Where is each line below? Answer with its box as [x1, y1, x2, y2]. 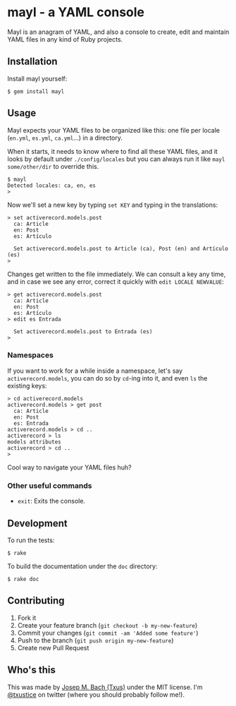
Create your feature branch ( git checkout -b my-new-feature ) [17, 621, 198, 629]
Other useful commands [7, 481, 92, 491]
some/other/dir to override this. [7, 162, 99, 170]
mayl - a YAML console [7, 4, 145, 20]
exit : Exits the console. [17, 497, 86, 505]
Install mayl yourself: [7, 74, 68, 83]
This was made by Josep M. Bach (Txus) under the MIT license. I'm [7, 683, 203, 691]
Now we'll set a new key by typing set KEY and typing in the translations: [7, 201, 218, 209]
